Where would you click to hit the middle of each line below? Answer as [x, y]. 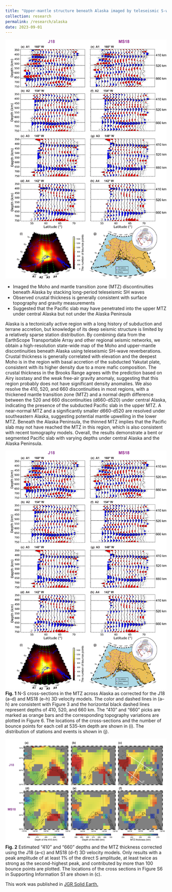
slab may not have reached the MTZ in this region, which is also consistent [84, 427]
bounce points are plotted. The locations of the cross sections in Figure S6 [84, 869]
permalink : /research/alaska [36, 22]
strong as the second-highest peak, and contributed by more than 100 [79, 863]
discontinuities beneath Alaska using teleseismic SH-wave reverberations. [83, 351]
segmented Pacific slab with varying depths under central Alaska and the [82, 438]
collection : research [28, 16]
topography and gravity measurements [54, 303]
